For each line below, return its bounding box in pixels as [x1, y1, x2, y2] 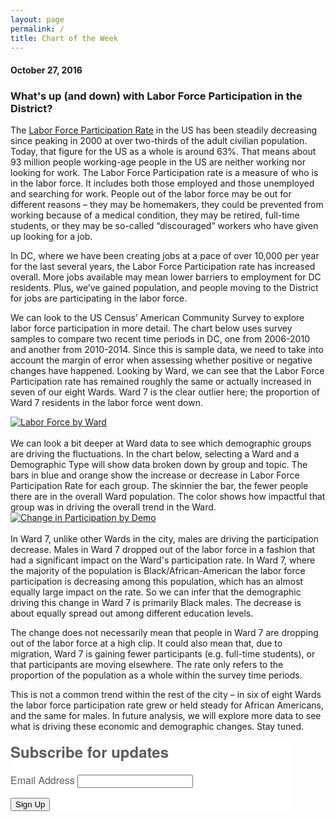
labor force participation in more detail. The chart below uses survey [10, 322, 293, 335]
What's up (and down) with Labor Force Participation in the [10, 89, 303, 103]
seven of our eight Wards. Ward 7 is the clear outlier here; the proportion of [10, 386, 321, 398]
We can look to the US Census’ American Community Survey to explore [10, 312, 305, 324]
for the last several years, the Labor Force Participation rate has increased [10, 261, 316, 273]
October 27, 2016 [10, 64, 83, 76]
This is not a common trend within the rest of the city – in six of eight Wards [10, 689, 322, 701]
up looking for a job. [10, 231, 93, 243]
